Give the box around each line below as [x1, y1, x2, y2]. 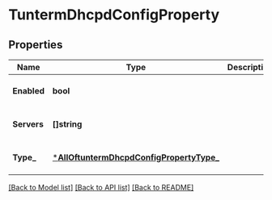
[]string [52, 119, 83, 130]
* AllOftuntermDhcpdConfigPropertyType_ [52, 152, 220, 163]
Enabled [12, 85, 45, 96]
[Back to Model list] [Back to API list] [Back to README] [8, 183, 194, 192]
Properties [8, 38, 63, 52]
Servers [12, 119, 45, 130]
